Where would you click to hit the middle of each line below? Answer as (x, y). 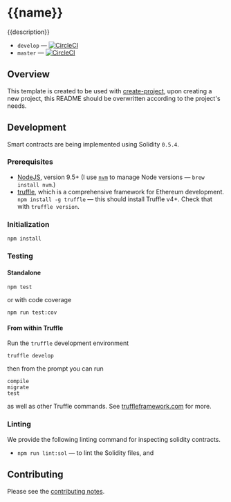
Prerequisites (30, 162)
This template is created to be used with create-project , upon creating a (110, 91)
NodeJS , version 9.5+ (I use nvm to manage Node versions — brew (111, 177)
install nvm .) (36, 184)
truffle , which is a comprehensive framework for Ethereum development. (121, 192)
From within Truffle (35, 328)
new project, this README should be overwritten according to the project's (114, 98)
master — (30, 53)
